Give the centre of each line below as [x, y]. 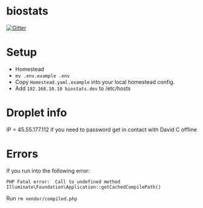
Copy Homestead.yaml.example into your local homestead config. [95, 82]
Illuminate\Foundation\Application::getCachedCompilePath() [84, 187]
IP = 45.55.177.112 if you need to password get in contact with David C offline [101, 129]
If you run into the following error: [48, 171]
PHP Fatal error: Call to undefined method [63, 182]
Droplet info [37, 113]
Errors [22, 154]
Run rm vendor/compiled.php [42, 198]
